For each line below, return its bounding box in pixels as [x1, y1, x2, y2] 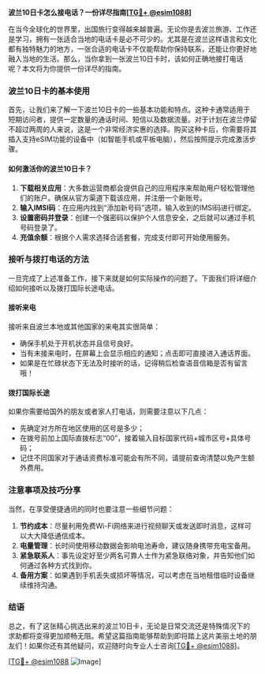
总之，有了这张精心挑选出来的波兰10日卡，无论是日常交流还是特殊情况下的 [8, 621, 251, 631]
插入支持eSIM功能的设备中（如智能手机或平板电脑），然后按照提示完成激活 [8, 134, 250, 144]
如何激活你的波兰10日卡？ [8, 163, 92, 173]
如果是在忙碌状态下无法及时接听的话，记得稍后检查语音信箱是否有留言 [19, 358, 248, 368]
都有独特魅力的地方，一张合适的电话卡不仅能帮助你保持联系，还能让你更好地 [8, 44, 257, 54]
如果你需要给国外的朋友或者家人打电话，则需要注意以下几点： [8, 406, 209, 417]
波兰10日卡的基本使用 [8, 85, 91, 96]
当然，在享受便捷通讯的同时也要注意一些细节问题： [8, 504, 174, 514]
